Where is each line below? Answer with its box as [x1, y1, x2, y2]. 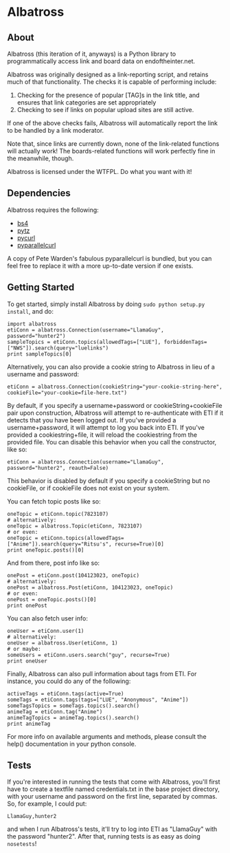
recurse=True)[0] [114, 541, 165, 548]
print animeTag [7, 720, 51, 727]
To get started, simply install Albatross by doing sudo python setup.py [7, 300, 205, 308]
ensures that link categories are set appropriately [16, 98, 157, 107]
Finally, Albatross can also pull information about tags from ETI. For [7, 669, 197, 678]
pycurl [16, 233, 36, 241]
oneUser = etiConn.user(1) [7, 627, 84, 634]
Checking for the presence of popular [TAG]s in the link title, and [16, 91, 200, 99]
